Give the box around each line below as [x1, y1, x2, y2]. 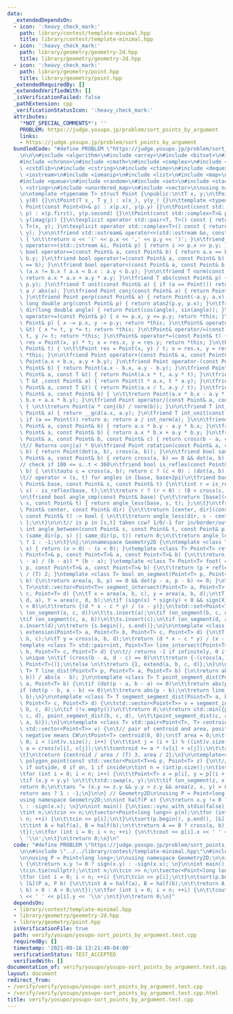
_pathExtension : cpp [13, 100, 73, 107]
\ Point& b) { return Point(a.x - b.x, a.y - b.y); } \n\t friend [19, 365, 209, 371]
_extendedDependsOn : [13, 17, 73, 24]
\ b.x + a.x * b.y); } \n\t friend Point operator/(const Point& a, [19, 396, 216, 404]
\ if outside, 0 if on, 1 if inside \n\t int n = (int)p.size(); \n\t [19, 764, 218, 771]
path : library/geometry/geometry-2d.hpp [19, 49, 138, 56]
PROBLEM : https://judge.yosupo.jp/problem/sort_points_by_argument [19, 126, 218, 133]
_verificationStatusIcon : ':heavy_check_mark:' [13, 107, 154, 114]
